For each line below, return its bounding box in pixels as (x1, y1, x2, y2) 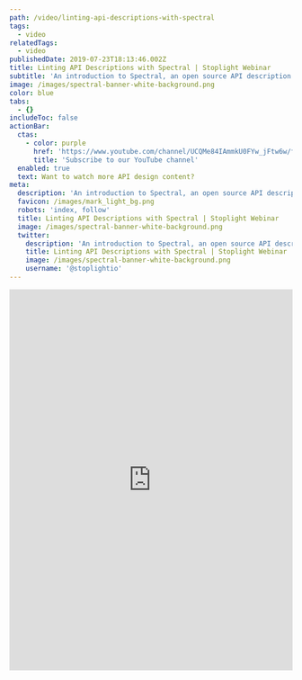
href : (32, 147, 54, 156)
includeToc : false (9, 113, 78, 122)
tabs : (9, 96, 30, 106)
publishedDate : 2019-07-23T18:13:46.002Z (9, 55, 167, 64)
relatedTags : (9, 38, 58, 48)
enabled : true (17, 164, 70, 173)
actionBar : (9, 122, 50, 131)
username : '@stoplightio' (25, 264, 123, 273)
